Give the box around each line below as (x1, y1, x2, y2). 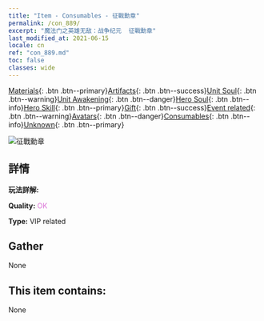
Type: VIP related (8, 216, 66, 226)
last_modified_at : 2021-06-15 (8, 34, 110, 42)
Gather (8, 239, 44, 253)
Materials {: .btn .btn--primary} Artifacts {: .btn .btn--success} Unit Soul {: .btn (8, 86, 258, 95)
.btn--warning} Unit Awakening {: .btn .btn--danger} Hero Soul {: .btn (8, 94, 229, 104)
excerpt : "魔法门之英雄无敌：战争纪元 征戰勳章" (8, 26, 157, 34)
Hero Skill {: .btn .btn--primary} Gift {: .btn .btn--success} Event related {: (23, 102, 256, 112)
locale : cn (8, 42, 45, 50)
